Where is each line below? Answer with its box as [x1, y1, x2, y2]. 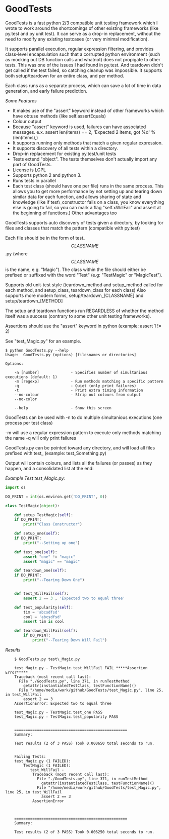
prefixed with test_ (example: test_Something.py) [5, 450, 107, 456]
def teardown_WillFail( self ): [14, 628, 78, 633]
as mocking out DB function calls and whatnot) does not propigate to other [5, 56, 160, 62]
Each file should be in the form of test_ [5, 235, 86, 241]
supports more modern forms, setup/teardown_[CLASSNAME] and [5, 292, 144, 298]
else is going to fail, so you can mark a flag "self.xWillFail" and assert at [12, 204, 161, 210]
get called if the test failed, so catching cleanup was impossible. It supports [5, 67, 162, 73]
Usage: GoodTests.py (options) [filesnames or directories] [5, 352, 137, 357]
